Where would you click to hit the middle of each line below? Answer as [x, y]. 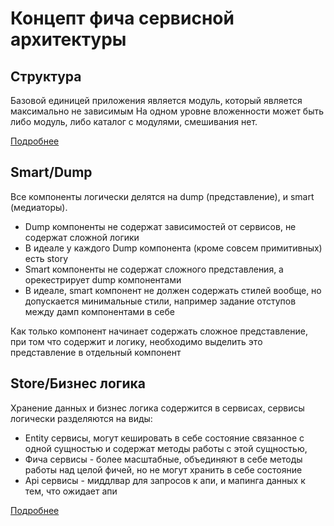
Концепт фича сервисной [122, 18]
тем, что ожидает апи [71, 491]
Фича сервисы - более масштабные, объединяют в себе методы [163, 459]
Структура [46, 76]
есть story [46, 258]
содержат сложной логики [82, 237]
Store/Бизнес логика [78, 383]
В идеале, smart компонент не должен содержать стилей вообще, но [173, 290]
